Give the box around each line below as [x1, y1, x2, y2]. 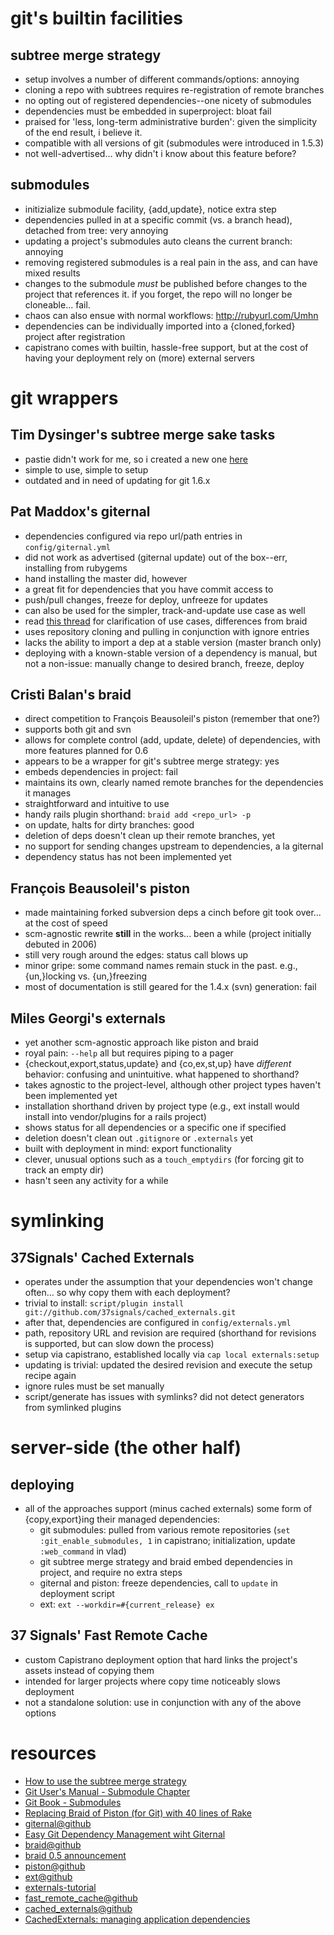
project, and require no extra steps [39, 1567, 183, 1579]
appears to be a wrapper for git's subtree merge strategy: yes [24, 755, 280, 767]
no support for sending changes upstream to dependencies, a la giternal [24, 840, 324, 852]
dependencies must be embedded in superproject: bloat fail [24, 105, 272, 117]
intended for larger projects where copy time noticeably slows [24, 1675, 281, 1687]
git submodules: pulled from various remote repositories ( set [39, 1524, 291, 1536]
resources [10, 1742, 97, 1765]
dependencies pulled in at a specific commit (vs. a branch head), [24, 213, 293, 226]
